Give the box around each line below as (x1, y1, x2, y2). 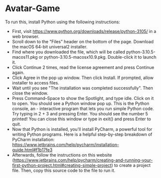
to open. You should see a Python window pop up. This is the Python (12, 100, 149, 106)
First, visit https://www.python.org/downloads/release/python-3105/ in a (12, 28, 156, 34)
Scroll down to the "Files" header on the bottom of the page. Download (12, 38, 154, 44)
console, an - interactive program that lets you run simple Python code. (12, 105, 154, 112)
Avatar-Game (5, 3, 60, 14)
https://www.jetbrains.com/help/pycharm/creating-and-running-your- (14, 157, 153, 163)
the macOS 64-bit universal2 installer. (12, 44, 88, 49)
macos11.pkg (12, 54, 38, 60)
